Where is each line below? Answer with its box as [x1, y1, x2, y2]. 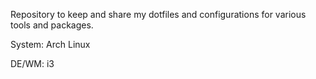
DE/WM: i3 [10, 58, 55, 69]
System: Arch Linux [10, 39, 91, 50]
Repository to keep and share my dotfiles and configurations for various [10, 9, 307, 20]
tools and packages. [10, 19, 94, 31]
